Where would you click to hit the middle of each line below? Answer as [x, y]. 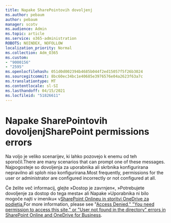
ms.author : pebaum [25, 15]
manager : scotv [22, 24]
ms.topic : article [25, 34]
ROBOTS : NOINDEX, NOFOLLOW [34, 43]
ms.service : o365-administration [41, 39]
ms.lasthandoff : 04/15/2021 [35, 91]
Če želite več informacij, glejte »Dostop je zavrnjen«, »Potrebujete [75, 188]
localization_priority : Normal [39, 48]
